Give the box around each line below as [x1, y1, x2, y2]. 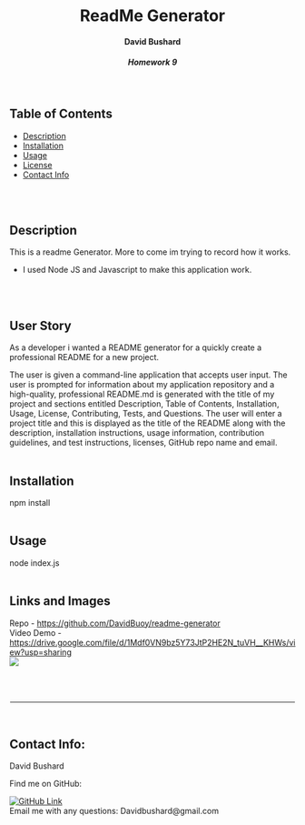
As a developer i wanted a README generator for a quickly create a [9, 342, 262, 353]
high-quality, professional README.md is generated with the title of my [9, 388, 275, 400]
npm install [9, 498, 51, 508]
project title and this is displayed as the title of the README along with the [9, 418, 286, 428]
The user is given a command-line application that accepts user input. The [9, 369, 288, 380]
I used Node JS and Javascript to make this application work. [22, 265, 252, 276]
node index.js [9, 557, 60, 568]
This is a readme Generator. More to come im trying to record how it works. [9, 246, 291, 257]
